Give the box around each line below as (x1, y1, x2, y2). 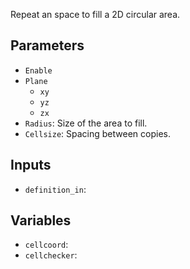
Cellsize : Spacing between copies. (24, 127, 171, 139)
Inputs (10, 157, 52, 174)
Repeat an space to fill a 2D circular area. (10, 9, 181, 20)
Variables (10, 212, 72, 229)
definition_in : (24, 183, 87, 195)
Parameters (10, 37, 85, 54)
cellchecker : (24, 249, 78, 261)
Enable (24, 65, 53, 76)
